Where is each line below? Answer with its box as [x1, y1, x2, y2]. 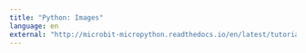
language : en [9, 22, 59, 31]
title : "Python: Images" [9, 13, 104, 22]
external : [9, 30, 47, 39]
